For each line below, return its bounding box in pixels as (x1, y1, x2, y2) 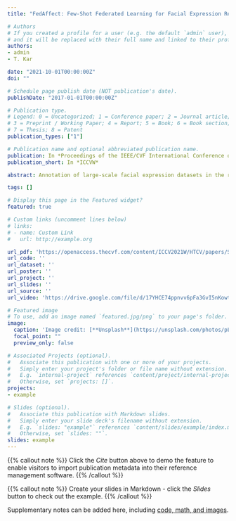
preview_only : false (13, 339, 74, 347)
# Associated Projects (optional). (7, 352, 112, 359)
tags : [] (7, 184, 33, 191)
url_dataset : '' (7, 262, 55, 269)
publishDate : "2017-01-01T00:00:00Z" (7, 94, 118, 101)
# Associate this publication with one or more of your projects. (7, 359, 212, 366)
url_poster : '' (7, 268, 52, 275)
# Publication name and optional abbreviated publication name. (7, 146, 199, 153)
